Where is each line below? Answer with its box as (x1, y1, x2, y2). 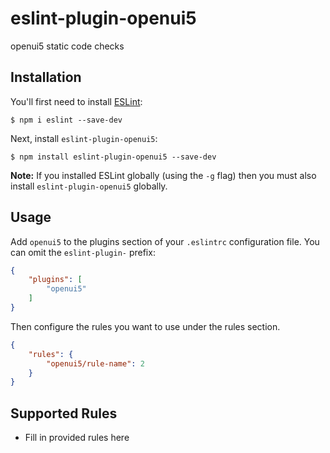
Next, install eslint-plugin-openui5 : (10, 132, 158, 144)
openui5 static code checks (10, 40, 125, 52)
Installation (10, 69, 82, 86)
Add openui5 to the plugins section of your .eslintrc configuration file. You (10, 235, 320, 247)
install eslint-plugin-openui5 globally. (10, 180, 168, 192)
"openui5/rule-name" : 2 (46, 358, 145, 369)
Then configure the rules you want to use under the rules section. (10, 320, 281, 332)
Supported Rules (10, 405, 118, 422)
